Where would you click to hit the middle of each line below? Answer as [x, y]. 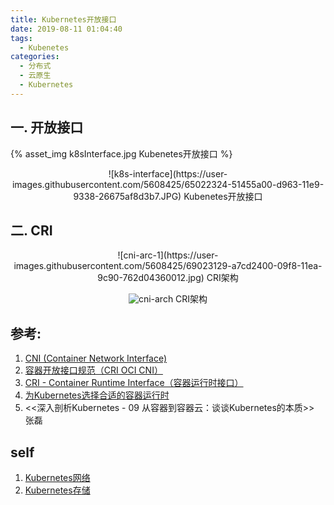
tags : [21, 38]
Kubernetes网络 [57, 477]
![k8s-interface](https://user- [168, 173]
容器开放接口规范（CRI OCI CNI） [93, 370]
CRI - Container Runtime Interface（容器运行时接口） [134, 383]
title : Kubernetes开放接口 [63, 19]
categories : [35, 57]
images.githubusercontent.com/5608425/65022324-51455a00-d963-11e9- [168, 184]
